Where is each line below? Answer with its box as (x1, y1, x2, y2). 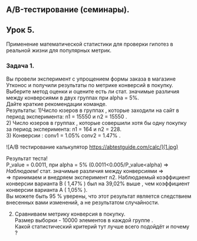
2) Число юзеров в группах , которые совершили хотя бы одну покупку (6, 119, 187, 126)
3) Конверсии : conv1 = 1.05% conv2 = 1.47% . (6, 131, 121, 139)
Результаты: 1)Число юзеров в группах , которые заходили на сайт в (6, 107, 179, 114)
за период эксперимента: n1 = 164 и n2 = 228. (6, 126, 122, 133)
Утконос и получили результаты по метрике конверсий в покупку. (6, 81, 174, 88)
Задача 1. (6, 62, 35, 70)
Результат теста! (6, 155, 48, 162)
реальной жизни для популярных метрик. (6, 47, 112, 54)
